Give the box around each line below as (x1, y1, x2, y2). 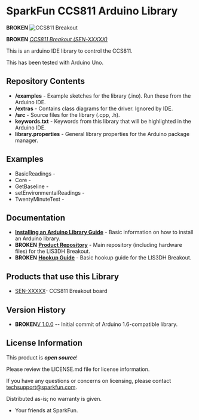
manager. (14, 137, 39, 144)
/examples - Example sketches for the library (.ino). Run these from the (14, 92, 191, 99)
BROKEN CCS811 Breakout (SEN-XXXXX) (6, 35, 108, 43)
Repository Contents (6, 76, 85, 86)
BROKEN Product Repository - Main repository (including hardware (14, 241, 182, 249)
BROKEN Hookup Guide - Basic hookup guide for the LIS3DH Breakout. (14, 254, 192, 261)
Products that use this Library (6, 271, 120, 282)
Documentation (6, 213, 66, 223)
